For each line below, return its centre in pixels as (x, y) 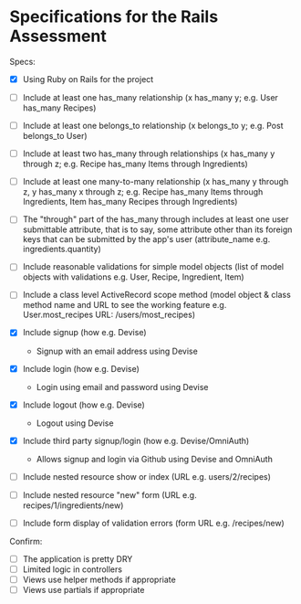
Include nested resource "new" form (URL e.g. (110, 494)
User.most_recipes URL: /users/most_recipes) (109, 315)
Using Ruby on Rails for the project (88, 79)
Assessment (58, 36)
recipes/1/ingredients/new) (73, 505)
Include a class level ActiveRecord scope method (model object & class (157, 295)
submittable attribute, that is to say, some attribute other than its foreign (157, 229)
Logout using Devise (75, 423)
